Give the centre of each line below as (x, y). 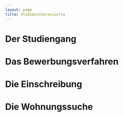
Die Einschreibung (44, 84)
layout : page (19, 10)
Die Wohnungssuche (49, 107)
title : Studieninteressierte (35, 14)
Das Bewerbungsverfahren (62, 61)
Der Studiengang (41, 39)
